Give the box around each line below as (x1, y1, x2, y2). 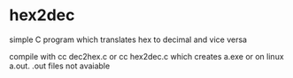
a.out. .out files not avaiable (9, 60, 111, 71)
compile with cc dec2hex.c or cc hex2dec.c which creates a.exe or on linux (9, 51, 285, 61)
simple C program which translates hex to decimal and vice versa (9, 34, 248, 45)
